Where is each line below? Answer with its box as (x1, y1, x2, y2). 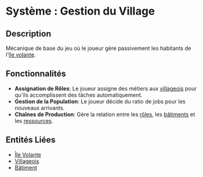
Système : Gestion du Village (5, 4, 155, 18)
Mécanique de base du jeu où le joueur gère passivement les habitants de (5, 44, 191, 52)
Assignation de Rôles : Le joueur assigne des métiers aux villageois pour (14, 85, 197, 92)
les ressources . (14, 117, 53, 124)
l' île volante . (5, 51, 36, 58)
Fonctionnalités (5, 69, 66, 79)
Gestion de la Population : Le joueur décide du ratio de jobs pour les (14, 97, 186, 105)
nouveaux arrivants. (14, 104, 65, 111)
